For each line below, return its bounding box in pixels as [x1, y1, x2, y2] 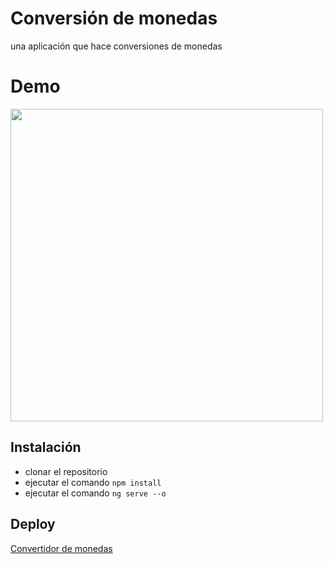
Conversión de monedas [10, 7, 218, 30]
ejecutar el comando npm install [24, 476, 162, 488]
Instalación [10, 439, 82, 456]
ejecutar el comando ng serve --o [24, 487, 167, 499]
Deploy [10, 516, 56, 533]
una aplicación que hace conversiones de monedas [10, 40, 223, 52]
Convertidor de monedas [10, 542, 113, 554]
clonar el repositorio [24, 465, 108, 477]
